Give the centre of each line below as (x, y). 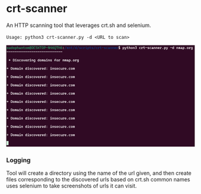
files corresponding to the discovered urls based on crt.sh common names (98, 180)
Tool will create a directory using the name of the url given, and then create (99, 173)
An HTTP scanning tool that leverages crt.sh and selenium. (79, 25)
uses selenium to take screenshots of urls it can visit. (71, 186)
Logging (19, 160)
